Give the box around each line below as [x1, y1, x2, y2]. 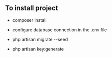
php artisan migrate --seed [12, 36, 68, 42]
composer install [12, 17, 47, 23]
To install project [5, 4, 58, 12]
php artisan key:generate [12, 46, 64, 52]
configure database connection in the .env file [12, 27, 107, 33]
